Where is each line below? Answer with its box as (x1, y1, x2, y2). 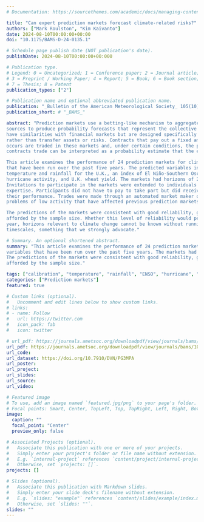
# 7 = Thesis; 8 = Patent (6, 81, 72, 87)
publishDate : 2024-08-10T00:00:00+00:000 (6, 53, 113, 59)
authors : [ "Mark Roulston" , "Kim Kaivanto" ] (6, 25, 121, 32)
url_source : (6, 378, 36, 384)
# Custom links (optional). (6, 293, 78, 299)
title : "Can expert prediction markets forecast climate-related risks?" (6, 19, 197, 26)
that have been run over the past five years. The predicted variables (6, 165, 191, 171)
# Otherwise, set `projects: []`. (6, 462, 99, 468)
